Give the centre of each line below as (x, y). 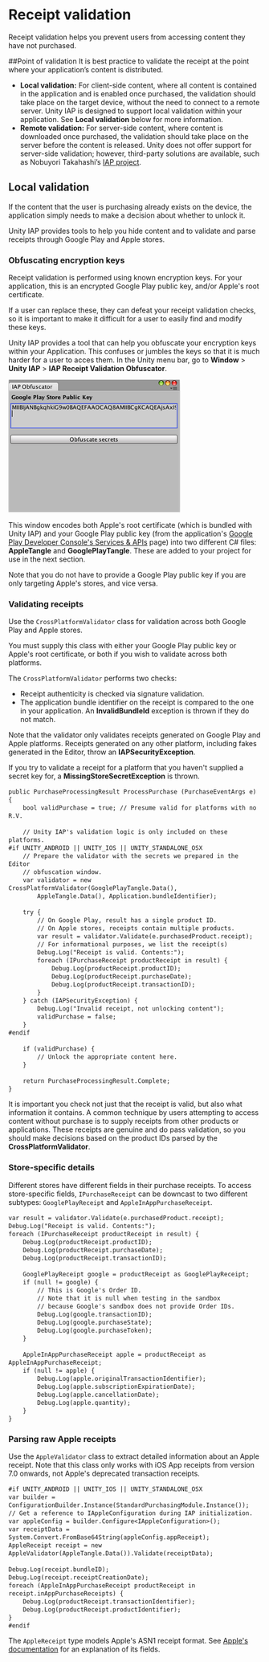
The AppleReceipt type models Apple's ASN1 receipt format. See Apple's (128, 1640)
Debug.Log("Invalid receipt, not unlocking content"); (131, 1009)
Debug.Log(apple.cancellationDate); (98, 1395)
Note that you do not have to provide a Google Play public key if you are (127, 575)
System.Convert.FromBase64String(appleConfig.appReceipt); (109, 1537)
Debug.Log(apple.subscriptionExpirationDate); (116, 1386)
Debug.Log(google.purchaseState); (95, 1322)
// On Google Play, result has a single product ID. (127, 921)
